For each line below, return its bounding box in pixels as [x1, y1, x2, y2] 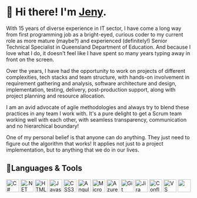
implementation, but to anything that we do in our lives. [6, 146, 139, 153]
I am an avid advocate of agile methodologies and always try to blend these [6, 103, 189, 110]
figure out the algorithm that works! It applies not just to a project [6, 140, 163, 147]
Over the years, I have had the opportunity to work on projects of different [6, 67, 186, 74]
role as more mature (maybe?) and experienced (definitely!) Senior [6, 37, 168, 44]
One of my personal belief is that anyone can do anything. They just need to [6, 133, 190, 140]
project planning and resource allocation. [6, 92, 106, 99]
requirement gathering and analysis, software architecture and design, [6, 79, 176, 87]
